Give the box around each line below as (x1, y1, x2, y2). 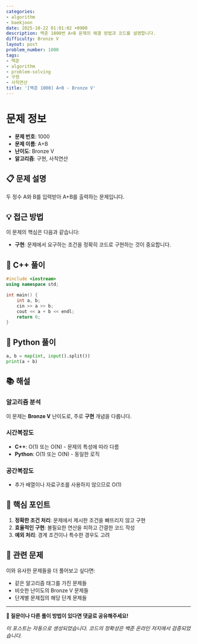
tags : (6, 52, 19, 58)
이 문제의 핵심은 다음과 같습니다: (6, 229, 80, 236)
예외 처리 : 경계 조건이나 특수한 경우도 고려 (14, 531, 110, 538)
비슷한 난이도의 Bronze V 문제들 (14, 586, 89, 594)
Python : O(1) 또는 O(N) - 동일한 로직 (14, 451, 100, 458)
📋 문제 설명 (6, 174, 47, 184)
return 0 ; (16, 314, 41, 320)
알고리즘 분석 (6, 398, 41, 406)
